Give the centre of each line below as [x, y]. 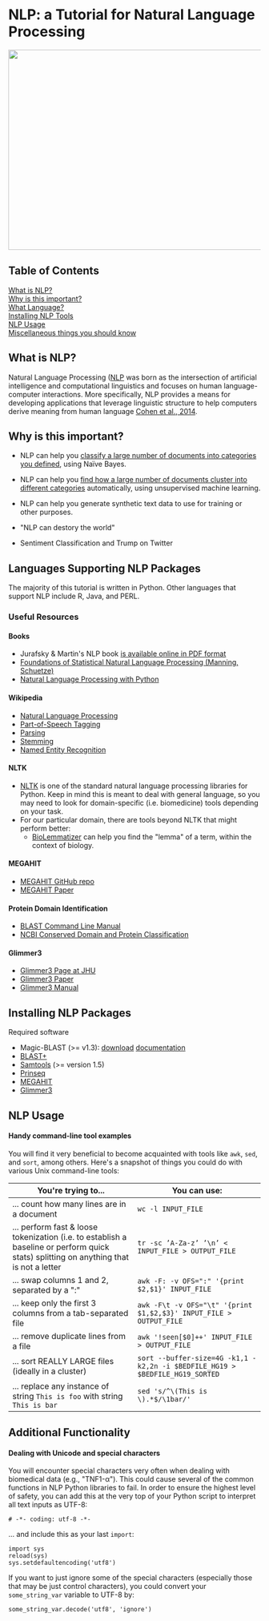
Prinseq [32, 1073]
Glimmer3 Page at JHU [58, 971]
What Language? [36, 307]
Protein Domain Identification [58, 908]
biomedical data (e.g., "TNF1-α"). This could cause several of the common [131, 1479]
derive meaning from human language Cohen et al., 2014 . [103, 411]
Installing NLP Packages [70, 1013]
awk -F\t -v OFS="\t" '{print [195, 1305]
